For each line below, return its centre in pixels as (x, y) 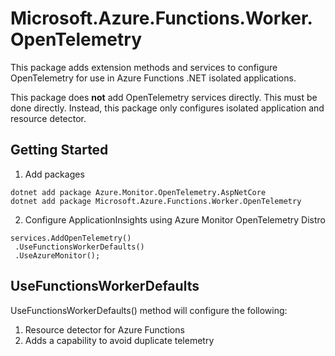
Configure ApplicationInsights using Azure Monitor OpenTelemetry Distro (175, 219)
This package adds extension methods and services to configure (144, 67)
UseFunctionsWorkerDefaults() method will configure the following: (149, 310)
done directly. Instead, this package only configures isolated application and (167, 108)
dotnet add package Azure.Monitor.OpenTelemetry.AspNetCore (138, 192)
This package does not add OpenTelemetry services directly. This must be (164, 97)
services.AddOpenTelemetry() (71, 238)
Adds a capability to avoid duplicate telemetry (119, 340)
